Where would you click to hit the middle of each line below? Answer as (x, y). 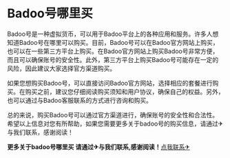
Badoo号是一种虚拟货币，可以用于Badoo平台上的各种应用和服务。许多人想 (113, 34)
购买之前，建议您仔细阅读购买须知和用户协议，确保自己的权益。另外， (125, 91)
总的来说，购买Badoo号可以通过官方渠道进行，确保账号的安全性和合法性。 (113, 115)
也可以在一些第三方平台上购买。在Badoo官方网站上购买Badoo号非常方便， (113, 51)
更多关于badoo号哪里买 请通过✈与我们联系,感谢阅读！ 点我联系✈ (99, 147)
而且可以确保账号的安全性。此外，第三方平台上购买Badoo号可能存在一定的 (113, 59)
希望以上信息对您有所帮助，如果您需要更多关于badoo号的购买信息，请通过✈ (115, 124)
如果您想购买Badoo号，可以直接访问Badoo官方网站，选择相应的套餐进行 (110, 83)
